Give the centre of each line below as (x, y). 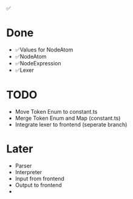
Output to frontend (38, 185)
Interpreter (29, 172)
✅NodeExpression (38, 63)
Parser (23, 166)
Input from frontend (40, 178)
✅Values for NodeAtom (44, 50)
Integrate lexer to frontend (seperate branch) (71, 124)
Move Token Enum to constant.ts (56, 111)
